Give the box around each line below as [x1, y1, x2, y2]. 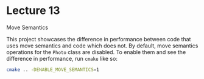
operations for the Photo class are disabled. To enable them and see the [6, 48, 186, 55]
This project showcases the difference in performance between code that [6, 35, 191, 43]
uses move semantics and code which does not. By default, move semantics [6, 42, 199, 49]
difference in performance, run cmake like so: [6, 55, 118, 62]
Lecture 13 [6, 4, 60, 18]
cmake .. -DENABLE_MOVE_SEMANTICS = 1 [6, 66, 99, 73]
